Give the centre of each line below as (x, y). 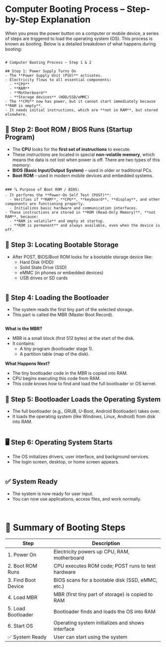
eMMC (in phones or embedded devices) (62, 273)
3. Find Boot (22, 580)
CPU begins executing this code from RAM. (56, 378)
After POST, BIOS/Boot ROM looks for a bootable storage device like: (82, 257)
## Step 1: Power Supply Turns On (41, 71)
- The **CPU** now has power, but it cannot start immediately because (80, 101)
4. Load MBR (23, 597)
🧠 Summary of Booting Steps (65, 527)
